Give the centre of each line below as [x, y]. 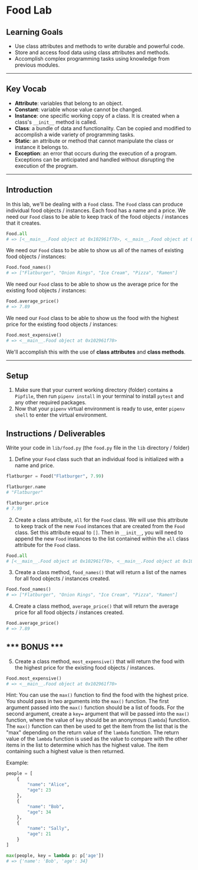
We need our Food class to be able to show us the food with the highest [92, 318]
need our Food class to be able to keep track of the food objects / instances [97, 216]
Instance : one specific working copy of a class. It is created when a [97, 116]
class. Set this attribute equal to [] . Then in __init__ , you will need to [99, 532]
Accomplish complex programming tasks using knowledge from [92, 59]
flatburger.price [27, 503]
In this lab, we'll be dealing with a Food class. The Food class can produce [95, 204]
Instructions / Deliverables [56, 434]
